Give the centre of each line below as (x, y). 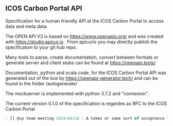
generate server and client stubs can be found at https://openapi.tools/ (81, 62)
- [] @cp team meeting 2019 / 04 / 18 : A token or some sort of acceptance (85, 118)
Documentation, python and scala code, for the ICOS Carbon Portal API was (86, 73)
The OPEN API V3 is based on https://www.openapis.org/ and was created (84, 36)
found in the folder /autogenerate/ (41, 83)
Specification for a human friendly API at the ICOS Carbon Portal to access (84, 21)
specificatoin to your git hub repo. (41, 47)
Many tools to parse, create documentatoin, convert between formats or (82, 57)
